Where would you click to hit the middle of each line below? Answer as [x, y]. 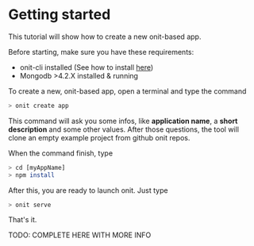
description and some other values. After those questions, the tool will [124, 129]
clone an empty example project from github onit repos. [99, 137]
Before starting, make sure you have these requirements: [101, 52]
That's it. [23, 220]
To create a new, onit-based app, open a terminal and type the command [127, 91]
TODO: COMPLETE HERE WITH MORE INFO [80, 235]
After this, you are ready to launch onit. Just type [88, 190]
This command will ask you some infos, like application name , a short [123, 121]
